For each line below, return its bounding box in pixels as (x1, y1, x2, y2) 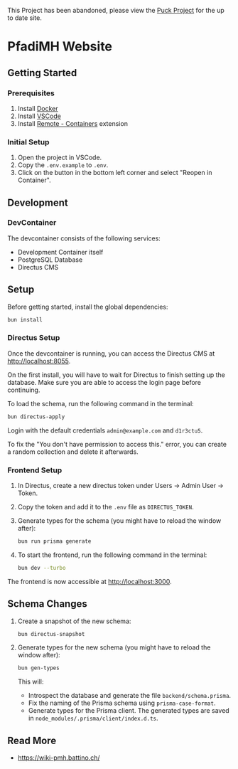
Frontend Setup (7, 465, 63, 475)
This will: (17, 677, 44, 686)
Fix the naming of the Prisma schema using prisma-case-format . (28, 699, 216, 707)
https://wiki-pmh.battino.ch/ (17, 753, 100, 762)
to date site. (7, 14, 43, 22)
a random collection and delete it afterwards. (7, 447, 139, 456)
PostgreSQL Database (17, 255, 83, 264)
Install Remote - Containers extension (17, 119, 128, 127)
